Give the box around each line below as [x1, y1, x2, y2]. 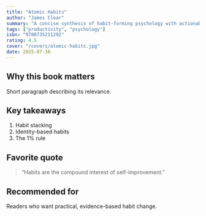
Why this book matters [6, 72, 95, 82]
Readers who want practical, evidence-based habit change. [6, 203, 158, 210]
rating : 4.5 [6, 37, 37, 43]
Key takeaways [6, 105, 66, 116]
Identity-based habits [15, 128, 69, 135]
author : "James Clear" [6, 15, 64, 21]
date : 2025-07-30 [6, 49, 51, 55]
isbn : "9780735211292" [6, 32, 64, 38]
